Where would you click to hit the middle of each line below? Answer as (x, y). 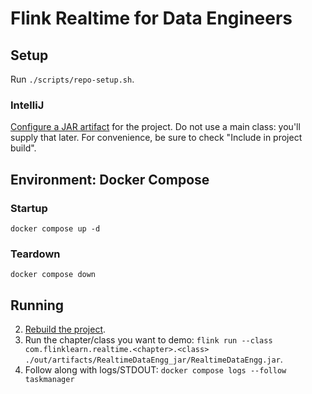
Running (37, 305)
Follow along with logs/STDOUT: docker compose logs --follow (155, 370)
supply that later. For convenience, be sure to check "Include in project (156, 138)
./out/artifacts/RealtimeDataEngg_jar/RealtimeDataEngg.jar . (153, 359)
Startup (29, 208)
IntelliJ (27, 105)
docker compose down (53, 275)
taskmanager (49, 380)
